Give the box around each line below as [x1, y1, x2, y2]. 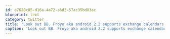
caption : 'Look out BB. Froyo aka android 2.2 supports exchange [5, 26, 146, 31]
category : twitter [5, 17, 44, 22]
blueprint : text [5, 12, 39, 17]
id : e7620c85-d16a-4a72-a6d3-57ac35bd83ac [5, 7, 96, 13]
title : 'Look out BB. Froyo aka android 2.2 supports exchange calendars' [5, 21, 166, 27]
